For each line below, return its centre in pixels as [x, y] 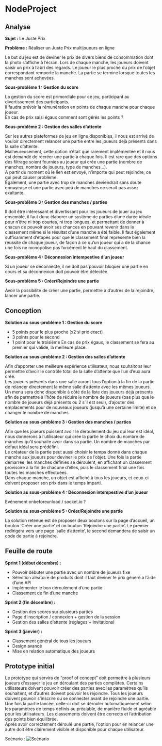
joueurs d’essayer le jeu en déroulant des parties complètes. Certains [74, 683]
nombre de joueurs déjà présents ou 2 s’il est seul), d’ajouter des [70, 402]
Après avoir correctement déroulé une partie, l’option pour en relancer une [79, 724]
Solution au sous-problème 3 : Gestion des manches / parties [68, 422]
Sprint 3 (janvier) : [24, 631]
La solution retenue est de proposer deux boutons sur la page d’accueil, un [80, 520]
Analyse [18, 27]
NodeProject [31, 9]
